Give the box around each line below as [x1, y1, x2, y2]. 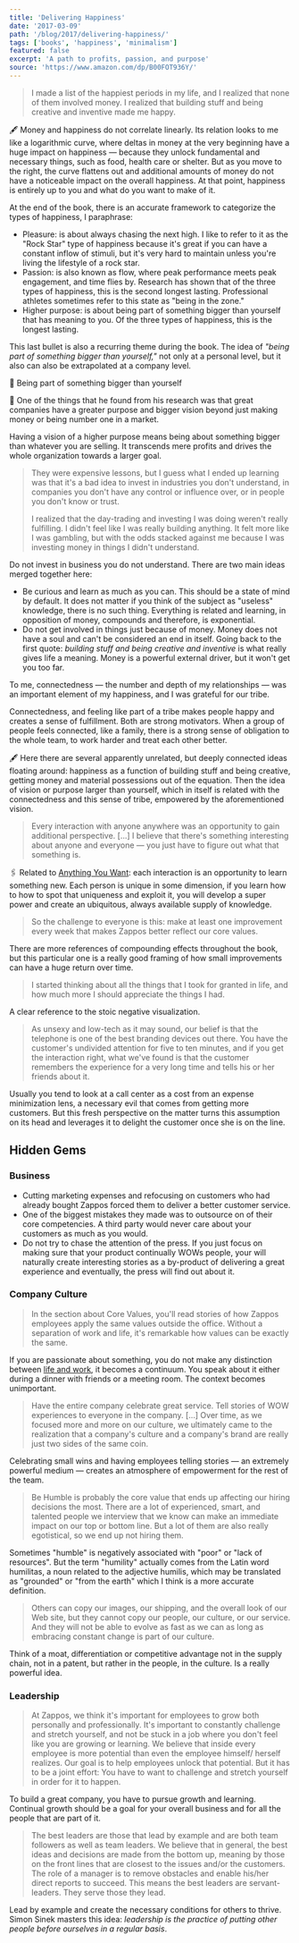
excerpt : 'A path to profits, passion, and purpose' [9, 55, 210, 63]
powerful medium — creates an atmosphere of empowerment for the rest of [9, 1465, 288, 1475]
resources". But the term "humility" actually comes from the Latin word [9, 1557, 270, 1567]
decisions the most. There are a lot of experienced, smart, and [30, 1501, 261, 1512]
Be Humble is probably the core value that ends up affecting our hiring [30, 1491, 290, 1502]
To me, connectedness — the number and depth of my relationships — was [9, 679, 287, 689]
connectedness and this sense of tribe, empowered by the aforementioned [9, 793, 285, 805]
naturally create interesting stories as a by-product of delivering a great [21, 1256, 286, 1267]
